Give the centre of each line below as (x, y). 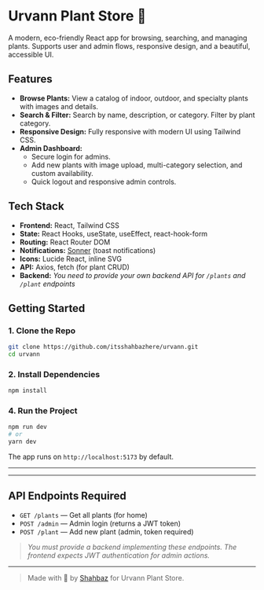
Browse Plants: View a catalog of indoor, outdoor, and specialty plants (134, 98)
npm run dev (27, 427)
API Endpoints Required (68, 496)
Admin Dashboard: (51, 148)
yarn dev (22, 442)
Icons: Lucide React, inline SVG (70, 258)
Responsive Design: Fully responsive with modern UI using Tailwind (130, 131)
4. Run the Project (43, 411)
